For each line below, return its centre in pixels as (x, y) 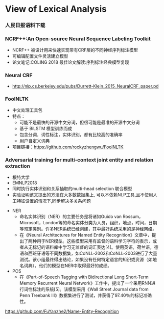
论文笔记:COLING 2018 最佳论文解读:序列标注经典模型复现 (71, 62)
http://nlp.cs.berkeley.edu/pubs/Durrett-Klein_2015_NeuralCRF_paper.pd (85, 86)
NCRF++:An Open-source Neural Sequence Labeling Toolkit (78, 39)
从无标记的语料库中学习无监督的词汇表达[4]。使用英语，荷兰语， (89, 247)
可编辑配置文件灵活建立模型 (40, 56)
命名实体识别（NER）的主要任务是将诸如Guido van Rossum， (81, 216)
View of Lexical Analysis (56, 9)
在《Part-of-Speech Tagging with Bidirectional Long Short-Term (84, 277)
